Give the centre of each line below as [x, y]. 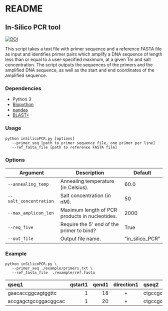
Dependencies [23, 88]
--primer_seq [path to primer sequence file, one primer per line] [83, 143]
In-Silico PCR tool [33, 27]
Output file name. [80, 238]
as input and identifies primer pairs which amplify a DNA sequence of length [84, 54]
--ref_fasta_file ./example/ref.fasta [53, 273]
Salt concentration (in [85, 195]
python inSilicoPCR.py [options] [40, 138]
